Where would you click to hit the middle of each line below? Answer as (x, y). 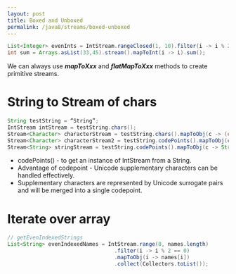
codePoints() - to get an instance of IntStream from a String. (104, 161)
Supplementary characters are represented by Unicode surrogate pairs (120, 183)
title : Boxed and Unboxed (45, 20)
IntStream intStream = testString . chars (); (72, 127)
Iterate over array (59, 219)
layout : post (26, 14)
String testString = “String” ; (53, 121)
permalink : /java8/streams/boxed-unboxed (69, 27)
